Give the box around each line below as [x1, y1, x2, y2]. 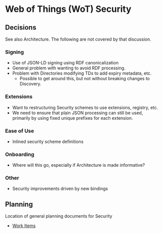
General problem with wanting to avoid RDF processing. [12, 65, 126, 71]
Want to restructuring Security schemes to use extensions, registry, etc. [12, 104, 159, 110]
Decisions [5, 23, 36, 32]
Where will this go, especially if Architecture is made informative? [12, 162, 145, 168]
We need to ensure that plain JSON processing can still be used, [12, 110, 143, 116]
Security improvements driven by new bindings [12, 186, 108, 191]
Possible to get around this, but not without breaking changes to [19, 76, 150, 82]
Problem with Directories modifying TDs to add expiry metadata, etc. [12, 70, 152, 76]
